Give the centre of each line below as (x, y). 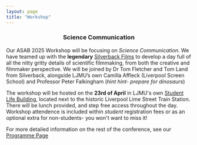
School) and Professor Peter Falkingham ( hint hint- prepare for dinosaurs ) (96, 81)
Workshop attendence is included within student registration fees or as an (96, 112)
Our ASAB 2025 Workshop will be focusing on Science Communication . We (98, 50)
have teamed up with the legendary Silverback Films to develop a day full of (98, 56)
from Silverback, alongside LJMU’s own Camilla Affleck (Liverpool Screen (95, 75)
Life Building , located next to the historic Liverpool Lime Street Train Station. (98, 99)
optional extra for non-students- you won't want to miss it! (77, 117)
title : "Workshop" (29, 17)
